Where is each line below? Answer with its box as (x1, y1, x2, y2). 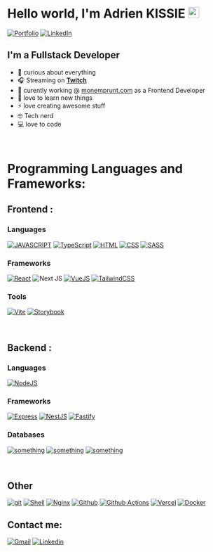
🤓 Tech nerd (17, 111, 54, 120)
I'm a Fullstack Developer (7, 49, 121, 61)
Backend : (7, 342, 52, 354)
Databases (7, 430, 45, 439)
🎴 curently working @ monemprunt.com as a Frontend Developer (17, 86, 205, 94)
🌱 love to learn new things (17, 94, 93, 102)
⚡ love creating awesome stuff (17, 101, 106, 110)
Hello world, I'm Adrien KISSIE (7, 6, 186, 22)
